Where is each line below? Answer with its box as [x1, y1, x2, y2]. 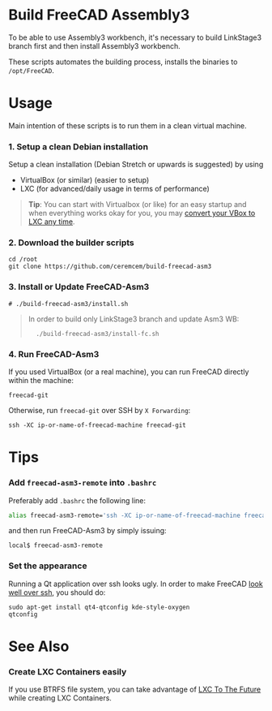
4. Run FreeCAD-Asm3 [8, 348, 100, 360]
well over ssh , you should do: [8, 587, 106, 597]
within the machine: [8, 376, 74, 386]
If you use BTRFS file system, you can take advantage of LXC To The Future [8, 684, 261, 695]
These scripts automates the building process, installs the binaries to [8, 57, 238, 67]
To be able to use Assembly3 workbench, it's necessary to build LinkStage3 [8, 32, 261, 42]
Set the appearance [8, 560, 87, 571]
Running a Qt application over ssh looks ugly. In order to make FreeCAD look [8, 579, 263, 588]
